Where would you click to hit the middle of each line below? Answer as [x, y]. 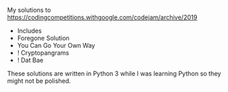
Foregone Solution [44, 38]
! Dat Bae [30, 60]
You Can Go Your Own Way [56, 45]
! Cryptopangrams [43, 53]
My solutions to [29, 10]
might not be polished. [39, 81]
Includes [29, 31]
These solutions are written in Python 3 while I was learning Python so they [114, 73]
